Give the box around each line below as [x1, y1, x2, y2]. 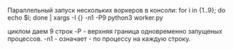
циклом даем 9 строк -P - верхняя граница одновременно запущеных [7, 27, 223, 35]
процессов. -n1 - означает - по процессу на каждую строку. [7, 35, 191, 43]
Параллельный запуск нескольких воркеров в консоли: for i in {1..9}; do [7, 6, 226, 14]
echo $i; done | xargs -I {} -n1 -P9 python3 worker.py [7, 13, 164, 22]
